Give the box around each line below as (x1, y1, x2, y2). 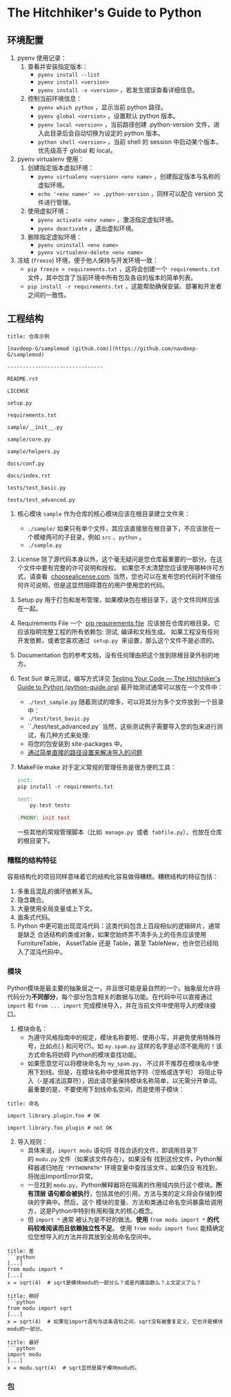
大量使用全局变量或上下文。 (17, 904, 97, 913)
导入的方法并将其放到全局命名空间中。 (46, 1232, 155, 1241)
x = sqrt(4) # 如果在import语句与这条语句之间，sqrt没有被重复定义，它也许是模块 (7, 1318, 223, 1325)
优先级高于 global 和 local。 (37, 147, 117, 154)
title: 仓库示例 (7, 333, 50, 340)
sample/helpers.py (7, 448, 60, 455)
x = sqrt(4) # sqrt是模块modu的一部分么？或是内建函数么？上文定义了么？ (7, 1279, 202, 1286)
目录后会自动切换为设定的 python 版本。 (50, 129, 164, 137)
